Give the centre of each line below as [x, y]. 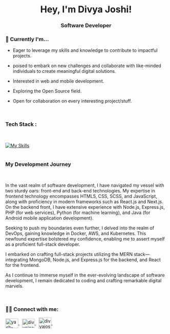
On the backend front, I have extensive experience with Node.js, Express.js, [85, 207]
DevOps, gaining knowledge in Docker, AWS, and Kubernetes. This [76, 233]
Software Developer [86, 26]
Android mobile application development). [49, 218]
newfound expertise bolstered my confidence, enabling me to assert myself [85, 239]
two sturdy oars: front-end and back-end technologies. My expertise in [80, 191]
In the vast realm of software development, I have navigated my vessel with [85, 185]
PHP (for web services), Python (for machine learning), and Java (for [78, 212]
